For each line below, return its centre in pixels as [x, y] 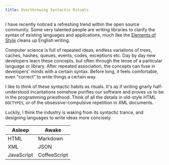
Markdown [51, 138]
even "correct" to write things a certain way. [51, 76]
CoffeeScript [53, 155]
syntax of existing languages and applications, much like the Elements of [80, 35]
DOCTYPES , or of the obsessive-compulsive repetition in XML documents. [79, 102]
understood [17, 92]
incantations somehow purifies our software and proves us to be [97, 92]
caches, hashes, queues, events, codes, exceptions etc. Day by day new [80, 55]
